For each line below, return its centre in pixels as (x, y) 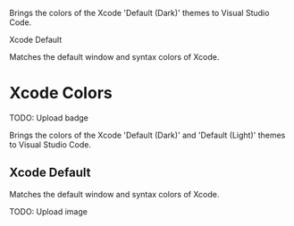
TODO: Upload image (48, 211)
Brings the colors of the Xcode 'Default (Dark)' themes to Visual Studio (139, 13)
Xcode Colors (61, 93)
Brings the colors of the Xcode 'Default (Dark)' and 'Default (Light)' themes (147, 135)
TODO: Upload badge (49, 117)
